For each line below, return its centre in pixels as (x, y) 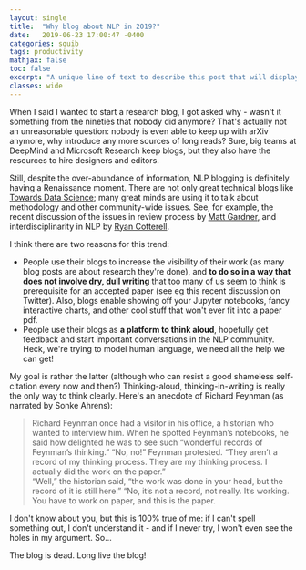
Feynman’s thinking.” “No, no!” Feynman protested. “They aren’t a (154, 451)
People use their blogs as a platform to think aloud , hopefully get (145, 329)
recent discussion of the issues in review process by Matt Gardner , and (143, 216)
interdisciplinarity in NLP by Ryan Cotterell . (90, 226)
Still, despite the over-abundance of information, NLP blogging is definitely (149, 178)
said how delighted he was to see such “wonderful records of (147, 442)
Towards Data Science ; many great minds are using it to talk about (134, 197)
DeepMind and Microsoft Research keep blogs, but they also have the (140, 150)
